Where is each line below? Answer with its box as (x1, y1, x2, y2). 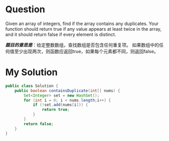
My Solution (5, 66, 58, 78)
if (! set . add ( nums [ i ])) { (32, 102, 88, 108)
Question (5, 4, 45, 15)
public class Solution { (5, 83, 58, 88)
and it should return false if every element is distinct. (5, 31, 116, 37)
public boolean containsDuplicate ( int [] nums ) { (14, 88, 120, 93)
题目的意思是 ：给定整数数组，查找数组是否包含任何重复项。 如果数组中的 (5, 42, 159, 48)
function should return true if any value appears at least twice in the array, (5, 26, 162, 32)
